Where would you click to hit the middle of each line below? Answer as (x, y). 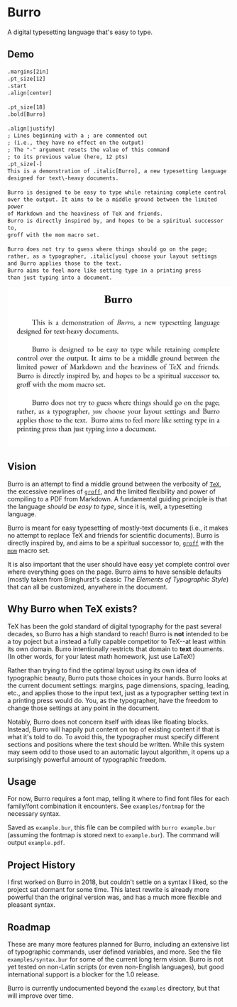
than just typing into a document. (60, 278)
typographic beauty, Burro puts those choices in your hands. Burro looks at (117, 677)
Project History (42, 865)
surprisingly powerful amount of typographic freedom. (87, 759)
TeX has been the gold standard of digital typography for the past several (115, 626)
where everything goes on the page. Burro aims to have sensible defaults (115, 572)
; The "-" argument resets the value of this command (89, 150)
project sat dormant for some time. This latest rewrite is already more (109, 890)
